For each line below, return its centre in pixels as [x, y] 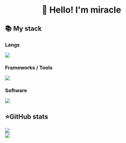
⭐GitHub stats [27, 116]
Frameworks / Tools [29, 68]
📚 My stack [24, 28]
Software [16, 90]
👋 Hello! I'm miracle [81, 10]
